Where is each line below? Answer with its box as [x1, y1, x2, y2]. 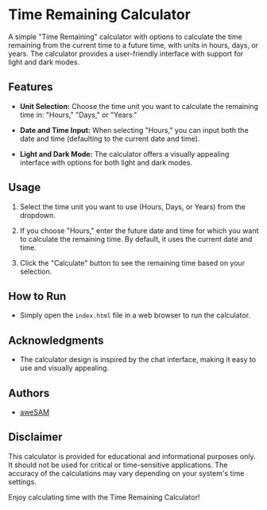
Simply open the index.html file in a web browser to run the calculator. [19, 310, 251, 320]
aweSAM [19, 407, 50, 417]
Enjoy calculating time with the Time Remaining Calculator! [8, 492, 200, 502]
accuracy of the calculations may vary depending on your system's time [8, 468, 245, 478]
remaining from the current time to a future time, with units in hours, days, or [8, 40, 259, 49]
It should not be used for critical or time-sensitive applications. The [8, 460, 228, 469]
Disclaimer [8, 430, 63, 444]
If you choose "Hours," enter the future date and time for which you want [19, 225, 259, 236]
